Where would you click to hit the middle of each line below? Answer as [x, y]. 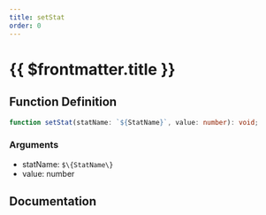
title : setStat [37, 17]
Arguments [34, 145]
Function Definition [63, 102]
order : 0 [25, 26]
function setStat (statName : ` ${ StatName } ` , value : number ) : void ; [134, 122]
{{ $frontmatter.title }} [92, 69]
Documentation [53, 201]
